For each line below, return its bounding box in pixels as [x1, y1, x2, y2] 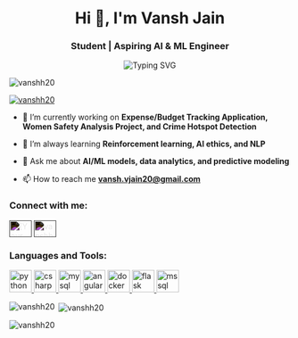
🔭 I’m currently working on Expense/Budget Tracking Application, [21, 111, 269, 123]
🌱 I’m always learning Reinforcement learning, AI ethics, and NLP [21, 138, 266, 150]
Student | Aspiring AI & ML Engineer [70, 40, 229, 53]
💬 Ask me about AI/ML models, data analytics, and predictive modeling [21, 156, 290, 167]
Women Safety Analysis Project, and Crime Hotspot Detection [21, 121, 257, 132]
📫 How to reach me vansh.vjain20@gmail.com [21, 174, 201, 185]
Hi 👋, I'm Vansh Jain [74, 8, 226, 29]
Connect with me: [9, 200, 88, 212]
